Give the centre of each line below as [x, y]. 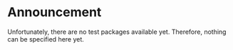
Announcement [55, 12]
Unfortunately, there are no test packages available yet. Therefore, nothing [117, 32]
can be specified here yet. [46, 39]
